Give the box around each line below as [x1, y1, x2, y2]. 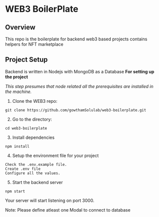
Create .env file [5, 166, 41, 171]
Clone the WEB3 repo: [12, 98, 58, 104]
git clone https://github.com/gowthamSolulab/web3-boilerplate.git [5, 107, 147, 113]
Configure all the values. [5, 171, 61, 176]
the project [5, 74, 28, 80]
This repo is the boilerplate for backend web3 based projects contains [5, 36, 148, 42]
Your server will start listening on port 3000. [5, 197, 95, 203]
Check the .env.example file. [5, 162, 67, 167]
